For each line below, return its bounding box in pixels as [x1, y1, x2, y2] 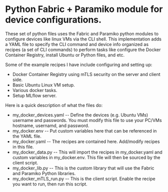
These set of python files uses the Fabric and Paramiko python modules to [5, 30, 159, 36]
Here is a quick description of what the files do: [5, 102, 103, 108]
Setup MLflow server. [12, 92, 57, 98]
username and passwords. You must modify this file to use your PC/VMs [12, 117, 162, 123]
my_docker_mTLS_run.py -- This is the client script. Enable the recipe [12, 175, 156, 181]
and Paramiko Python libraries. [12, 170, 76, 176]
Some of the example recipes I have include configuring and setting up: [5, 61, 152, 67]
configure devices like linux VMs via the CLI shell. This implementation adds [5, 36, 161, 42]
